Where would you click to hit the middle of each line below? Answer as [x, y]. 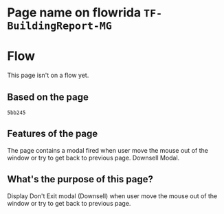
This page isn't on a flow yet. [48, 75]
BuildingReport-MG [59, 26]
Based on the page [48, 97]
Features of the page [53, 134]
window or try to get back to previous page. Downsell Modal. [93, 158]
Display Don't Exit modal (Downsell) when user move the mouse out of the [112, 196]
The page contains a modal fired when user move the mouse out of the [108, 150]
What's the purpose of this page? [80, 179]
